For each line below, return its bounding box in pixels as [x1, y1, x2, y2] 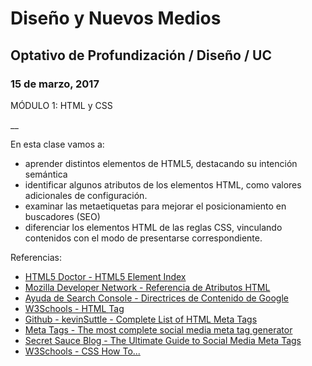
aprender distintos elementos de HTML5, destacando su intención [24, 157, 298, 169]
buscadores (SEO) [24, 210, 101, 222]
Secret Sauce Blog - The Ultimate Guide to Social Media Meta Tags [24, 334, 302, 346]
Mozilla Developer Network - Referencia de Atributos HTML [24, 281, 271, 293]
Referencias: [10, 251, 63, 263]
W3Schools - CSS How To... [24, 345, 141, 357]
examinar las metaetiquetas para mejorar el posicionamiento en [24, 200, 287, 212]
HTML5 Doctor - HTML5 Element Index [24, 270, 187, 282]
